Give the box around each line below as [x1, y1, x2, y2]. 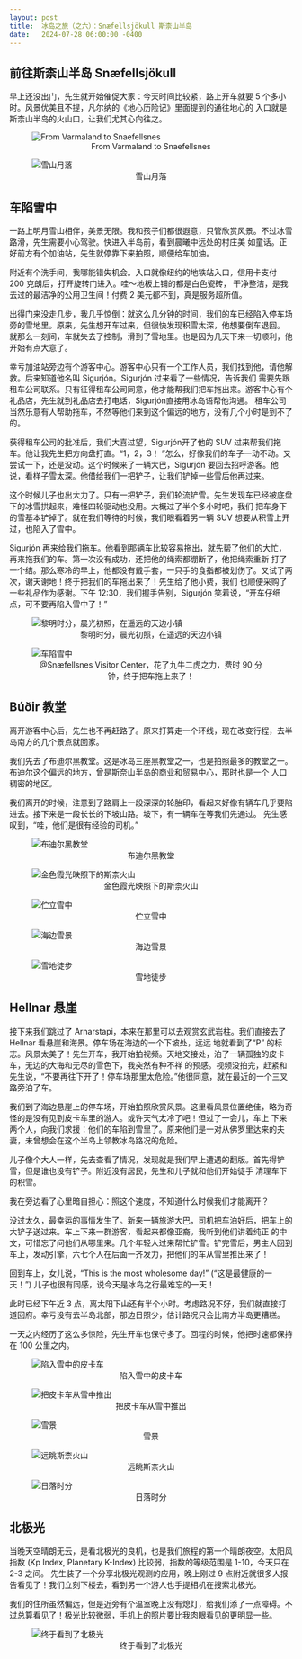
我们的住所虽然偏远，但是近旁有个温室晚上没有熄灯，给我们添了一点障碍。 [9, 1599, 285, 1610]
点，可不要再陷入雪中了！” [9, 599, 108, 609]
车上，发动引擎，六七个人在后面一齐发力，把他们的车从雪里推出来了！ [9, 1248, 270, 1260]
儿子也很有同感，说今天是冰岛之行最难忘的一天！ [33, 1278, 216, 1289]
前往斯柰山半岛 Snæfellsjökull [9, 65, 177, 81]
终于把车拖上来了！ [122, 671, 195, 681]
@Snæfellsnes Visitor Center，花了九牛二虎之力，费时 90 [39, 659, 253, 670]
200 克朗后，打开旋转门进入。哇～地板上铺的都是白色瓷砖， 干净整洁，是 [9, 278, 281, 289]
